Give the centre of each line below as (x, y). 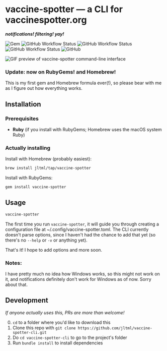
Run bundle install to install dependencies (58, 343)
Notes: (14, 263)
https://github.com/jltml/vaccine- (115, 328)
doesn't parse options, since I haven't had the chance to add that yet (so (80, 235)
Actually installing (28, 148)
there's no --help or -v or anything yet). (47, 240)
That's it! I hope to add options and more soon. (54, 250)
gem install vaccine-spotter (36, 187)
